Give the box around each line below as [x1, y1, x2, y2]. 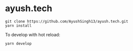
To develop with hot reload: [5, 32, 60, 37]
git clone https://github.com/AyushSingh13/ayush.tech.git [5, 19, 129, 24]
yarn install [5, 23, 32, 28]
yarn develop [5, 41, 32, 46]
